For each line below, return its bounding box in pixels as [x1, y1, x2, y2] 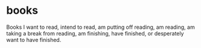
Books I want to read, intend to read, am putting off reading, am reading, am [6, 23, 195, 31]
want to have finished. [6, 36, 62, 43]
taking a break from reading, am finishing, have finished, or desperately [6, 29, 184, 37]
